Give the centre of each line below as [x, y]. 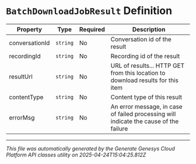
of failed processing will [143, 114]
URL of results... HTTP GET [148, 66]
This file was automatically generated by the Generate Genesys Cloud [90, 148]
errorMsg [22, 117]
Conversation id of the [141, 39]
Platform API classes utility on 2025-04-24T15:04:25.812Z [76, 155]
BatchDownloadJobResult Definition [89, 11]
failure [119, 128]
